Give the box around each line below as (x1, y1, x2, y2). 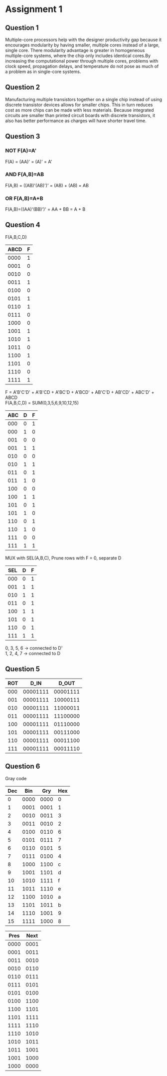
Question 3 (5, 132, 40, 141)
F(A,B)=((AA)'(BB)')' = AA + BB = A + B (5, 206, 86, 212)
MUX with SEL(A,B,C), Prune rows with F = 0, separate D (5, 555, 122, 561)
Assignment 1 (5, 4, 63, 15)
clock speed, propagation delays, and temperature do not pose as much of (5, 64, 159, 69)
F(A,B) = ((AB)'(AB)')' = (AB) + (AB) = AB (5, 182, 89, 188)
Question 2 (5, 83, 40, 92)
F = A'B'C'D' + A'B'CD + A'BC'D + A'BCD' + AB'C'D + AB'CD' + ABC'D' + (5, 389, 155, 395)
